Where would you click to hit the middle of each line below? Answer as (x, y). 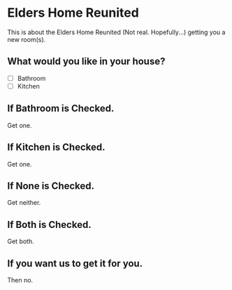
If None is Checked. (51, 186)
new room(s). (27, 39)
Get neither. (24, 203)
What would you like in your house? (86, 62)
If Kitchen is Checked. (57, 147)
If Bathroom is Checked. (61, 108)
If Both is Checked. (50, 224)
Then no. (20, 280)
